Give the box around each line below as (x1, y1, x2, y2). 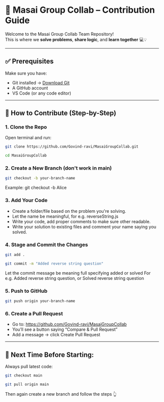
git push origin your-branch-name (5, 299, 76, 303)
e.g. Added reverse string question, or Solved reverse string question (5, 275, 144, 281)
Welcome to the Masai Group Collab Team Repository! (5, 31, 114, 37)
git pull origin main (5, 382, 49, 387)
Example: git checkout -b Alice (5, 185, 67, 191)
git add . (5, 252, 25, 257)
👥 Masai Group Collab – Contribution (5, 4, 155, 16)
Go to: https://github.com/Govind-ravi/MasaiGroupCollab (12, 321, 127, 327)
